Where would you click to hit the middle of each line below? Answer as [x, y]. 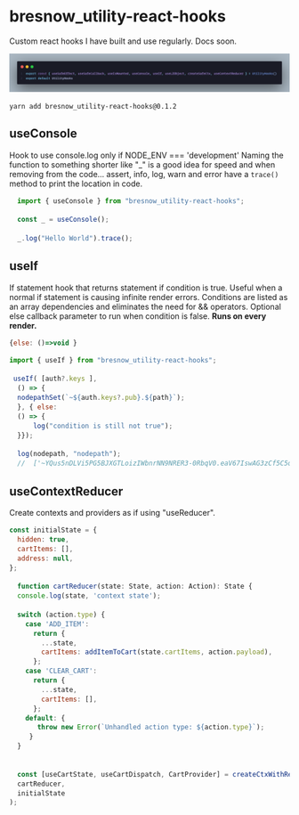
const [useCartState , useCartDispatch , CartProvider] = [123, 774]
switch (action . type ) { [61, 615]
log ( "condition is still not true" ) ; [103, 426]
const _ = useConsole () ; [63, 220]
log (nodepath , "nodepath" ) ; [69, 454]
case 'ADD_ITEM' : [57, 624]
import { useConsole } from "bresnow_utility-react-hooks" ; [131, 201]
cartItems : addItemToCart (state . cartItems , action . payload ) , [157, 652]
